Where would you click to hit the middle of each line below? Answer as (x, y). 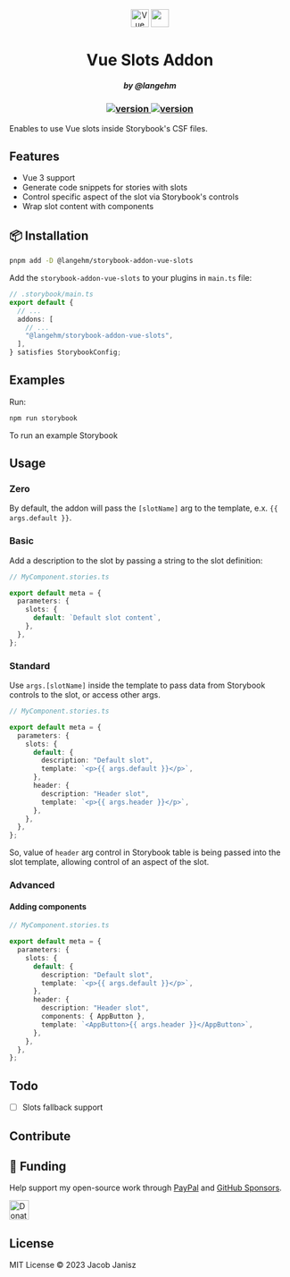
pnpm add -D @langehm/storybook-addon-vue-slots (101, 261)
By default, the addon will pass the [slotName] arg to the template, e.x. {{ (144, 508)
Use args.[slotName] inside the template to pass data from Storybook (137, 685)
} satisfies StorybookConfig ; (66, 352)
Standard (30, 665)
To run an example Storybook (64, 435)
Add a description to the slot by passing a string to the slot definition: (136, 560)
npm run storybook (43, 418)
